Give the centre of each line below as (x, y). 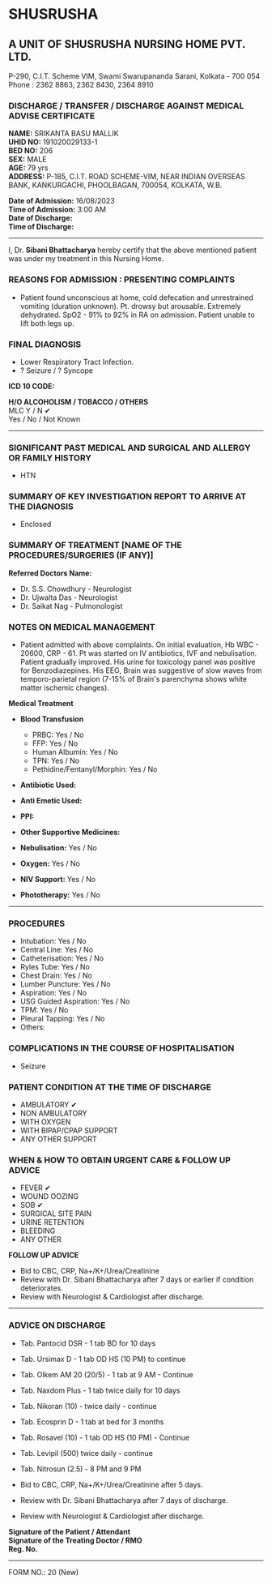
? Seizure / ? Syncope (56, 370)
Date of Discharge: (40, 218)
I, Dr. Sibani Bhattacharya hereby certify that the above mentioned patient (133, 250)
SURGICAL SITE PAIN (55, 1214)
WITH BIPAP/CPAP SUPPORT (69, 1130)
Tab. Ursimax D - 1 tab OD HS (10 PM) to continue (103, 1359)
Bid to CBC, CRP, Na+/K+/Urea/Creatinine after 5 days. (111, 1484)
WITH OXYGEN (45, 1122)
